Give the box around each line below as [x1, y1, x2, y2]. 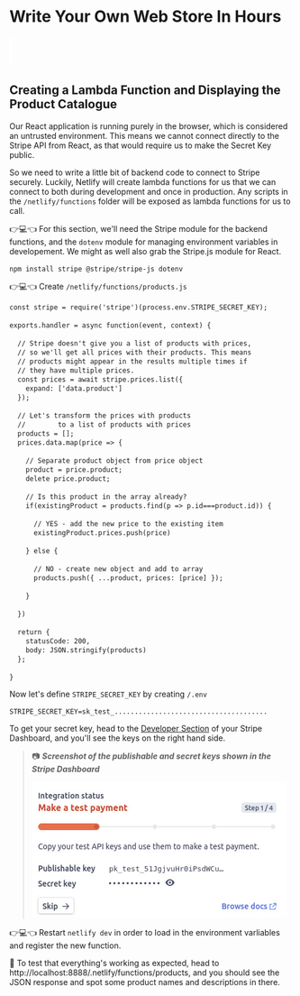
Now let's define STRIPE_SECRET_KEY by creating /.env [9, 688, 207, 699]
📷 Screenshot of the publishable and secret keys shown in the [31, 751, 272, 761]
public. [9, 149, 35, 160]
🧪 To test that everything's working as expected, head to [9, 957, 220, 968]
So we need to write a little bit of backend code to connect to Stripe [9, 167, 260, 178]
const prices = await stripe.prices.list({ [17, 374, 183, 384]
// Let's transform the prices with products [17, 410, 192, 420]
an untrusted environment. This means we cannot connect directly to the [9, 130, 279, 141]
